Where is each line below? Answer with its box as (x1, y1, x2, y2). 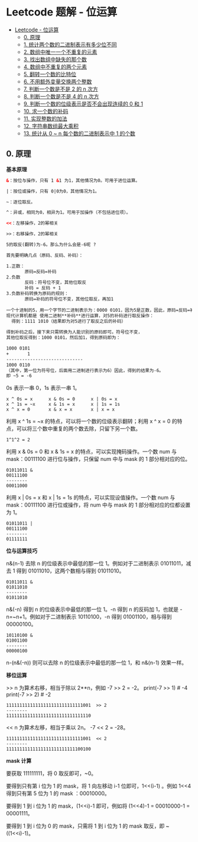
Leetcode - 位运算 (14, 26, 59, 33)
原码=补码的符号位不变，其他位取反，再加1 (24, 296, 114, 302)
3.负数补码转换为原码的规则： (6, 291, 69, 297)
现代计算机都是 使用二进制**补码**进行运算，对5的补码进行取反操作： (6, 312, 154, 319)
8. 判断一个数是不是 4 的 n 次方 (23, 92, 99, 100)
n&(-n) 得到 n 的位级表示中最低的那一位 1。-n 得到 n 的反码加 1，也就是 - (6, 606, 183, 613)
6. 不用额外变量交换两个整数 (23, 78, 92, 85)
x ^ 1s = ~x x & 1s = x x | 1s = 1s (6, 401, 120, 408)
